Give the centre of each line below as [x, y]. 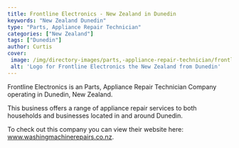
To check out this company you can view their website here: [95, 129]
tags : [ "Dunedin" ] [34, 40]
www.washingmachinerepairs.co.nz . [61, 137]
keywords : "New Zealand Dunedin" [57, 21]
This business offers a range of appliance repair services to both [102, 108]
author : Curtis [30, 47]
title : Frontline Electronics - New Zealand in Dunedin [92, 14]
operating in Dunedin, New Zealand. [60, 94]
